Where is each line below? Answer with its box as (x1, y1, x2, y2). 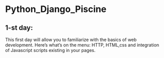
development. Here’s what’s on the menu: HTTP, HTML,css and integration (5, 42, 159, 48)
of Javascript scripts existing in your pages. (5, 47, 96, 53)
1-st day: (5, 23, 34, 32)
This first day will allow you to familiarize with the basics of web (5, 36, 137, 42)
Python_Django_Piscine (5, 3, 107, 15)
